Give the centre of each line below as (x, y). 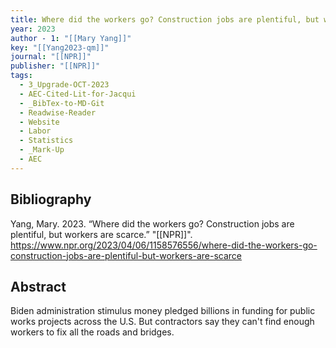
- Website (39, 122)
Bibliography (51, 199)
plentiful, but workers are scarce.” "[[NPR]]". (101, 234)
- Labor (35, 131)
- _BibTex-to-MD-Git (62, 103)
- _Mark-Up (42, 150)
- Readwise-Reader (58, 112)
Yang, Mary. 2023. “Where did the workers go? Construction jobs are (152, 223)
